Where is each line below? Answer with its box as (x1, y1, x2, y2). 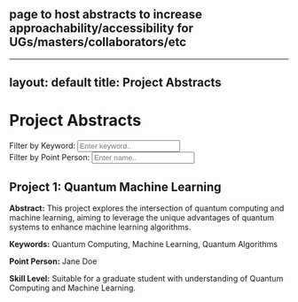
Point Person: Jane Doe (9, 256, 98, 267)
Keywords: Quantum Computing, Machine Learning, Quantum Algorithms (9, 238, 278, 249)
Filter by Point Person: (9, 152, 90, 163)
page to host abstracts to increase (9, 7, 202, 22)
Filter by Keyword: (9, 141, 76, 151)
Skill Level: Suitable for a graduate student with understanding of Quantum (9, 273, 284, 283)
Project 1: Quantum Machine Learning (9, 179, 222, 194)
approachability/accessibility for (9, 21, 193, 36)
